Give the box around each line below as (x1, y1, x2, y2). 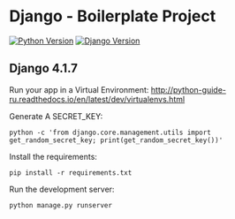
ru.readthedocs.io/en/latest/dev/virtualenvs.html (9, 94, 186, 104)
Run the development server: (9, 184, 115, 194)
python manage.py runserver (9, 200, 113, 209)
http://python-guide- (150, 84, 227, 94)
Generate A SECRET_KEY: (9, 110, 103, 121)
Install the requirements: (9, 151, 97, 162)
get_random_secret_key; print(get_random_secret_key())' (9, 135, 224, 145)
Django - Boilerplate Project (9, 6, 216, 26)
